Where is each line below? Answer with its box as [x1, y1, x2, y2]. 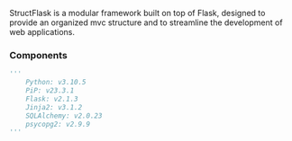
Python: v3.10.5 [25, 78, 87, 87]
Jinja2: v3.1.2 [25, 102, 83, 111]
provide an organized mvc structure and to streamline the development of [9, 17, 283, 28]
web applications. [9, 27, 75, 37]
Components [9, 48, 68, 61]
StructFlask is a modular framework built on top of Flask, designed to [9, 8, 266, 18]
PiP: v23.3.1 [25, 86, 75, 95]
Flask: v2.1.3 [25, 94, 78, 103]
